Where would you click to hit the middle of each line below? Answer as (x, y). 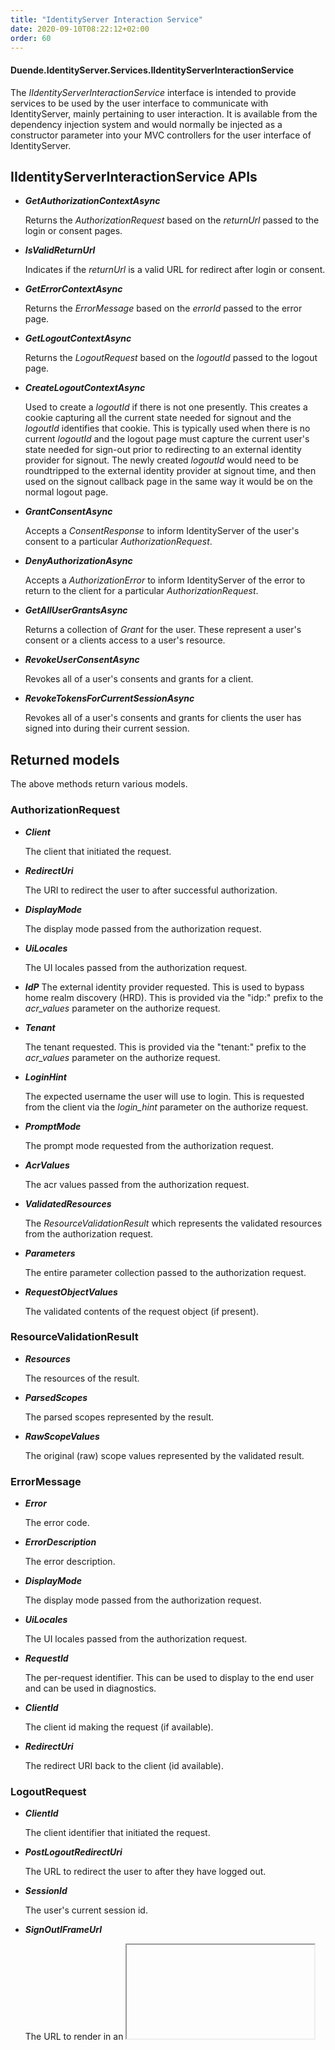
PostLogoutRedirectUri (73, 1852)
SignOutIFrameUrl (63, 1930)
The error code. (57, 1523)
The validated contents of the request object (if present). (142, 1311)
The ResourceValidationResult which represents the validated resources (173, 1223)
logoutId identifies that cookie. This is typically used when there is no (167, 428)
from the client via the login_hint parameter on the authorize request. (166, 1107)
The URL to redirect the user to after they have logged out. (145, 1872)
